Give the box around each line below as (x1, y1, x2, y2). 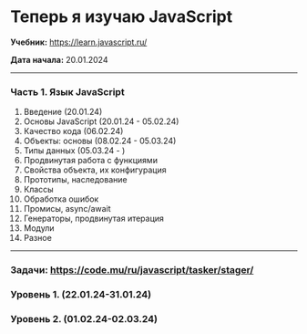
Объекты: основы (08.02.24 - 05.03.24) (23, 135, 177, 147)
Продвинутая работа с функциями (23, 155, 159, 166)
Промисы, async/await (23, 204, 112, 214)
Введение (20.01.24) (23, 107, 103, 118)
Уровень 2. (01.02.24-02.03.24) (10, 313, 159, 325)
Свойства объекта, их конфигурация (23, 164, 167, 175)
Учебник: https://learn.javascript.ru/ (10, 37, 148, 47)
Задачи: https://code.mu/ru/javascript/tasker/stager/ (10, 264, 254, 277)
